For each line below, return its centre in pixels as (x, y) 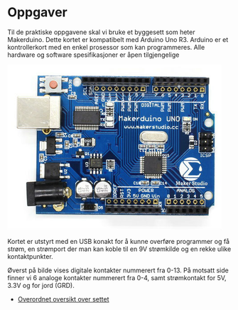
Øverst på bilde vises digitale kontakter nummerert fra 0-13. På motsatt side (118, 270)
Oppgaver (37, 12)
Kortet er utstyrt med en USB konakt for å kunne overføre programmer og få (118, 241)
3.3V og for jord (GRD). (41, 285)
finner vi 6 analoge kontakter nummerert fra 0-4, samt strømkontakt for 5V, (117, 277)
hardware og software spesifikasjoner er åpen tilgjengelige (93, 55)
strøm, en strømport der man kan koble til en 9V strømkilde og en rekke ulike (119, 249)
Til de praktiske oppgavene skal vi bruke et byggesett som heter (101, 32)
